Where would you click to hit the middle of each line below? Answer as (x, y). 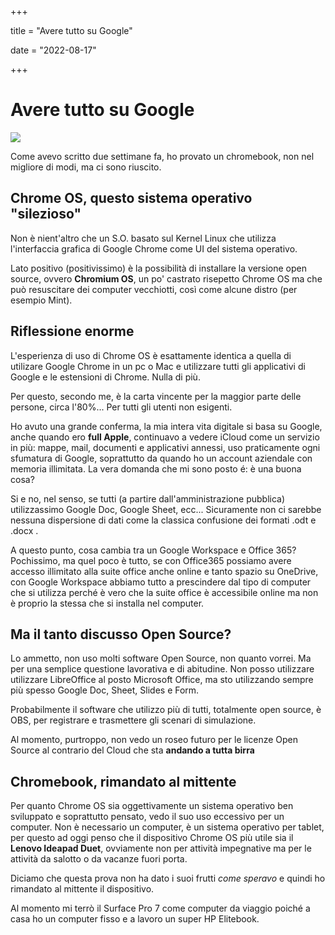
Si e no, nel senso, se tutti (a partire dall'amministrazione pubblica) (148, 498)
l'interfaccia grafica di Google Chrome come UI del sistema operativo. (154, 248)
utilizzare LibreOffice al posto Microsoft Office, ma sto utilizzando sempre (162, 680)
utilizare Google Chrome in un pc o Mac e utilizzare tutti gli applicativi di (158, 366)
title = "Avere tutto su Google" (71, 30)
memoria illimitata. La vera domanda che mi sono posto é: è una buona (156, 468)
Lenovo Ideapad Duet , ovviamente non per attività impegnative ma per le (161, 848)
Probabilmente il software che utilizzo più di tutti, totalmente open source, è (166, 710)
